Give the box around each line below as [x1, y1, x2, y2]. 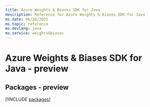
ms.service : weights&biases [5, 31, 64, 36]
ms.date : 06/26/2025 [5, 17, 49, 22]
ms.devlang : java [5, 26, 42, 31]
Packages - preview [5, 83, 69, 91]
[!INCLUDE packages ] [5, 96, 51, 102]
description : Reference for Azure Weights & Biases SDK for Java [5, 12, 145, 17]
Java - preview [5, 63, 69, 74]
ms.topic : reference [5, 21, 49, 27]
